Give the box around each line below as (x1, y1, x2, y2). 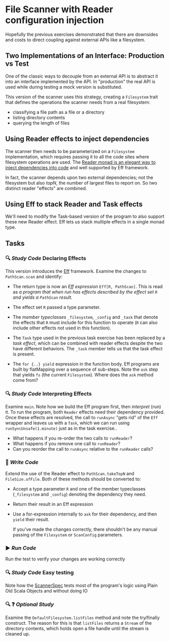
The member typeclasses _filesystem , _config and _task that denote (12, 314, 158, 320)
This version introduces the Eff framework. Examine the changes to (5, 268, 147, 274)
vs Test (5, 60, 29, 68)
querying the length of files (12, 120, 70, 126)
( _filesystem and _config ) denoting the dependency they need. (12, 491, 147, 497)
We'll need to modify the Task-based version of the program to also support (5, 213, 164, 220)
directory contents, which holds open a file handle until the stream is (5, 625, 149, 631)
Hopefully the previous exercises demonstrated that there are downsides (5, 31, 158, 37)
